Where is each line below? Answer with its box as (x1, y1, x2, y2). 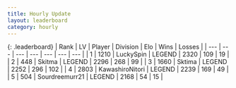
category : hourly (7, 23, 59, 30)
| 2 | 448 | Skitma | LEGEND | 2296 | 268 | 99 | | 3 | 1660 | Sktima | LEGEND (7, 58, 228, 66)
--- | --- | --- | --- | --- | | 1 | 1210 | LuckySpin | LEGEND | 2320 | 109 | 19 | (15, 50, 230, 58)
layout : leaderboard (7, 17, 69, 24)
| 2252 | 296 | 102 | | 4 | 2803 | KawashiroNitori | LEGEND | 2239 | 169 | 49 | (7, 65, 229, 74)
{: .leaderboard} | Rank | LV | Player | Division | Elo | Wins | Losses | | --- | (7, 43, 221, 51)
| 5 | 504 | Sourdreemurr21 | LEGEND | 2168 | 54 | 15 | (7, 73, 163, 81)
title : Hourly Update (7, 10, 71, 18)
